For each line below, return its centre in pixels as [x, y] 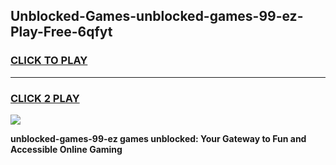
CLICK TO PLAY [49, 61]
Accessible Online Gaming [66, 149]
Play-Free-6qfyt [61, 32]
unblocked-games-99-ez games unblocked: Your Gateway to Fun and [158, 138]
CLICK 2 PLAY [45, 98]
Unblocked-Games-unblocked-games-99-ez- [157, 16]
